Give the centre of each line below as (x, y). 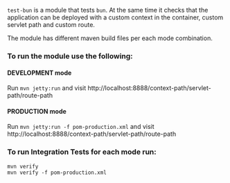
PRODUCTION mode (37, 111)
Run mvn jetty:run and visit (47, 88)
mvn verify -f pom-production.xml (57, 173)
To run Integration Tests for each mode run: (82, 152)
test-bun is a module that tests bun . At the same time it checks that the (108, 10)
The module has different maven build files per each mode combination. (110, 38)
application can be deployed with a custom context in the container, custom (115, 17)
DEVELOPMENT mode (39, 73)
